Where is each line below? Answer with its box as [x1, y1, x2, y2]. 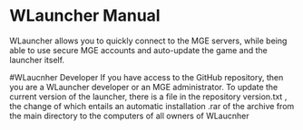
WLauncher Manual [9, 5, 161, 26]
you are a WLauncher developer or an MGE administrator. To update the [9, 81, 279, 92]
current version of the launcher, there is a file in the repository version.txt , [9, 91, 288, 102]
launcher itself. [9, 54, 65, 65]
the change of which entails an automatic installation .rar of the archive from [9, 100, 295, 111]
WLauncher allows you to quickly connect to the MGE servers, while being [9, 35, 288, 46]
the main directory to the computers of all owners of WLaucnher [9, 110, 249, 121]
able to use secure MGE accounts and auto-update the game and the [9, 44, 268, 55]
